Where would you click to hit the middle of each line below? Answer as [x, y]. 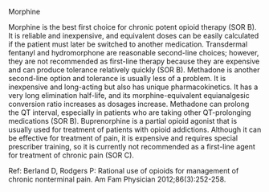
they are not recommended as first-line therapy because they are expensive [134, 61]
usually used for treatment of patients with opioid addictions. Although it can [135, 129]
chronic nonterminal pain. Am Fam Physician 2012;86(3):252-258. [117, 179]
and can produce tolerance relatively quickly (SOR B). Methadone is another [134, 70]
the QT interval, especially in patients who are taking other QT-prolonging [130, 112]
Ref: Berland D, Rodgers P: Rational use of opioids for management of [124, 171]
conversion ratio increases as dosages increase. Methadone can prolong [129, 104]
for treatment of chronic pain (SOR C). [71, 155]
